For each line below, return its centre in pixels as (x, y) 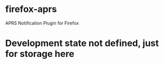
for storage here (40, 54)
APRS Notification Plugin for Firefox (42, 23)
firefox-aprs (31, 9)
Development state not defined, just (82, 43)
